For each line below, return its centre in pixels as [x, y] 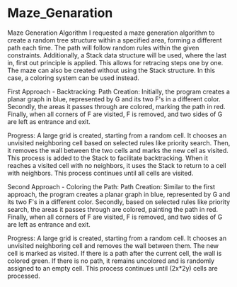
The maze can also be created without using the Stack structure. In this [111, 70]
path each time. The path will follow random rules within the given [103, 47]
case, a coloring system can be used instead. [74, 78]
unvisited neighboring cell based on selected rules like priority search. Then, [119, 142]
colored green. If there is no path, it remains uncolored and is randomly [111, 261]
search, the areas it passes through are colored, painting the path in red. [112, 209]
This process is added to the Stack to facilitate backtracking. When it [108, 158]
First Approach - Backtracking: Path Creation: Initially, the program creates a [118, 91]
